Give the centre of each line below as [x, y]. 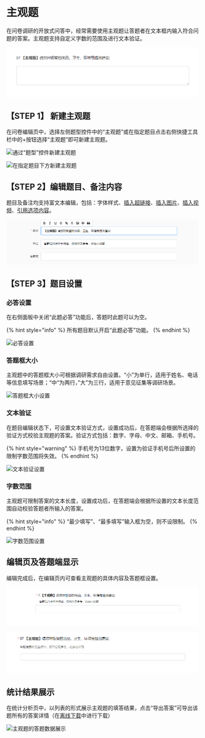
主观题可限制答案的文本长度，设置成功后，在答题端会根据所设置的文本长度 [100, 500]
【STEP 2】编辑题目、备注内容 [64, 186]
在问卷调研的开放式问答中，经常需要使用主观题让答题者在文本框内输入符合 [100, 31]
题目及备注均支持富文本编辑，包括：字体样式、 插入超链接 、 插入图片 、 [95, 203]
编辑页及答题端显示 [42, 562]
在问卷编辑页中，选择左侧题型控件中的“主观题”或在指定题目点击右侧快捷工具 [102, 132]
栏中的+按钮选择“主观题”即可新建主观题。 [59, 140]
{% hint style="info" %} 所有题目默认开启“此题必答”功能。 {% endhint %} [98, 330]
